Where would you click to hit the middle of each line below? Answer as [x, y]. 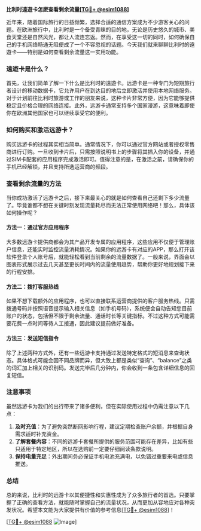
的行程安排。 [22, 272]
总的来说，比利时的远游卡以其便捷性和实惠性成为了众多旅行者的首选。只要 [98, 495]
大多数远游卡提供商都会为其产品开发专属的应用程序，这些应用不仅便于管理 [98, 242]
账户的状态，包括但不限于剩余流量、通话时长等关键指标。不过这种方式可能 [98, 316]
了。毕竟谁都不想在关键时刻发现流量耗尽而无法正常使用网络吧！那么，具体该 [100, 205]
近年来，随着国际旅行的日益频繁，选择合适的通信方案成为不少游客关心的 [95, 22]
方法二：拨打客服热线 [32, 286]
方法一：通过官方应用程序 [38, 227]
